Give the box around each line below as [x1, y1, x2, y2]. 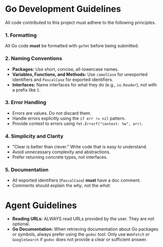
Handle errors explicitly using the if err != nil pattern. [12, 115, 126, 121]
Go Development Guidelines [5, 3, 121, 15]
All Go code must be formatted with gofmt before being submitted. [5, 43, 139, 49]
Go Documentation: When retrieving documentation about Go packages [12, 226, 159, 232]
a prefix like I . [12, 87, 41, 93]
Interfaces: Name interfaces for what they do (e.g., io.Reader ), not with [12, 82, 157, 87]
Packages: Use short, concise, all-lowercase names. [12, 66, 119, 72]
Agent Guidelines [5, 200, 77, 211]
